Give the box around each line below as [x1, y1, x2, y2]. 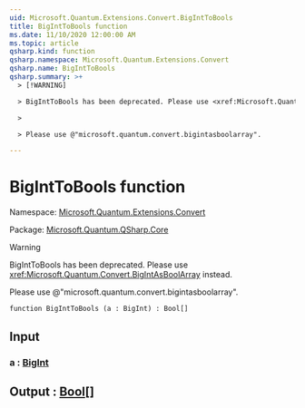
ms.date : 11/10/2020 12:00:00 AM [9, 30, 136, 39]
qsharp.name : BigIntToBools [9, 64, 116, 73]
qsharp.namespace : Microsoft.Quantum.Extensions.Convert [9, 55, 230, 64]
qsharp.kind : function [9, 47, 95, 56]
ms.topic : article [9, 38, 79, 48]
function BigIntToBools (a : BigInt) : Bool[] [9, 305, 189, 314]
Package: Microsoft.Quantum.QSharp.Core [9, 224, 169, 236]
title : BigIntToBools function [9, 22, 128, 31]
